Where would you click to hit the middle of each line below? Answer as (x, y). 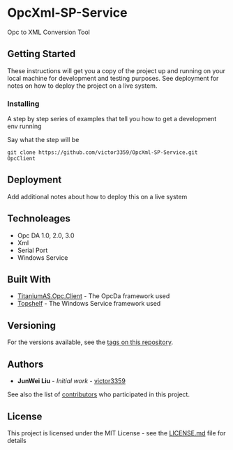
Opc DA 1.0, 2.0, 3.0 (46, 235)
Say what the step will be (43, 140)
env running (24, 126)
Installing (23, 104)
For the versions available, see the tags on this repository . (90, 342)
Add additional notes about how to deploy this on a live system (97, 196)
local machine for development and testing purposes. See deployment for (113, 78)
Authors (25, 364)
